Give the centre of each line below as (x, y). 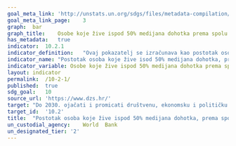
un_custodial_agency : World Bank (63, 125)
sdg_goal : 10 (29, 92)
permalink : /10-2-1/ (39, 79)
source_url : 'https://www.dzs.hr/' (59, 99)
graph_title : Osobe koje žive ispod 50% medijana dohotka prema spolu (118, 33)
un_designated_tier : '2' (44, 131)
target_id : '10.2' (36, 112)
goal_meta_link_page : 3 (47, 20)
